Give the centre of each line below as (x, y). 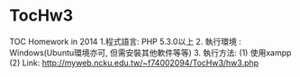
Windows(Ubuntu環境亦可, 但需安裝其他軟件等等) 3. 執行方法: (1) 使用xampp (150, 52)
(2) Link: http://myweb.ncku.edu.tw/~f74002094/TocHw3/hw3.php (134, 63)
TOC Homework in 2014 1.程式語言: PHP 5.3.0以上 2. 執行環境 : (125, 41)
